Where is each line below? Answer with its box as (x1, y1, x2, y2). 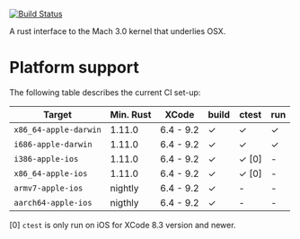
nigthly (110, 196, 139, 208)
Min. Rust (110, 108, 152, 120)
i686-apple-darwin (13, 139, 93, 149)
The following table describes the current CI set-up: (9, 86, 201, 98)
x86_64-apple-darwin (13, 124, 101, 135)
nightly (110, 181, 139, 194)
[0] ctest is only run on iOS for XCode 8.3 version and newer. (9, 219, 236, 230)
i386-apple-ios (13, 154, 79, 164)
